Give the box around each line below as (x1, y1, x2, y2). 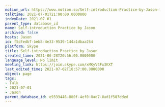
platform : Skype (5, 44, 38, 49)
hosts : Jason (5, 35, 32, 40)
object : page (5, 71, 32, 76)
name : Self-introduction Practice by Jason (5, 26, 96, 31)
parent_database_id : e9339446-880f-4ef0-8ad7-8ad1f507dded (5, 94, 129, 99)
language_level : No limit (5, 58, 58, 63)
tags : (5, 76, 16, 81)
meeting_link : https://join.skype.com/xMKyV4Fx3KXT (5, 62, 113, 67)
